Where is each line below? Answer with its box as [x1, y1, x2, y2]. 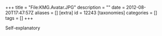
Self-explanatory [5, 25, 41, 31]
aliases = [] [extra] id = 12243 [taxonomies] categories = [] [35, 10, 157, 16]
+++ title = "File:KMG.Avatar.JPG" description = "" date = [5, 5, 125, 10]
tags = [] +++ [5, 15, 34, 21]
